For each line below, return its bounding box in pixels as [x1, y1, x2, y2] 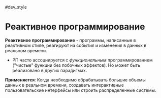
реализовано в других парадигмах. [12, 67, 87, 73]
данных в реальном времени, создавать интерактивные [5, 82, 124, 88]
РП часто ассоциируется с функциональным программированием [12, 57, 153, 63]
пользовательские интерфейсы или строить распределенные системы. [5, 87, 156, 93]
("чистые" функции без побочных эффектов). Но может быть [12, 62, 140, 68]
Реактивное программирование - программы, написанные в [5, 37, 136, 43]
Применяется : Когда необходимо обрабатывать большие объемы [5, 77, 146, 82]
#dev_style [5, 4, 27, 10]
